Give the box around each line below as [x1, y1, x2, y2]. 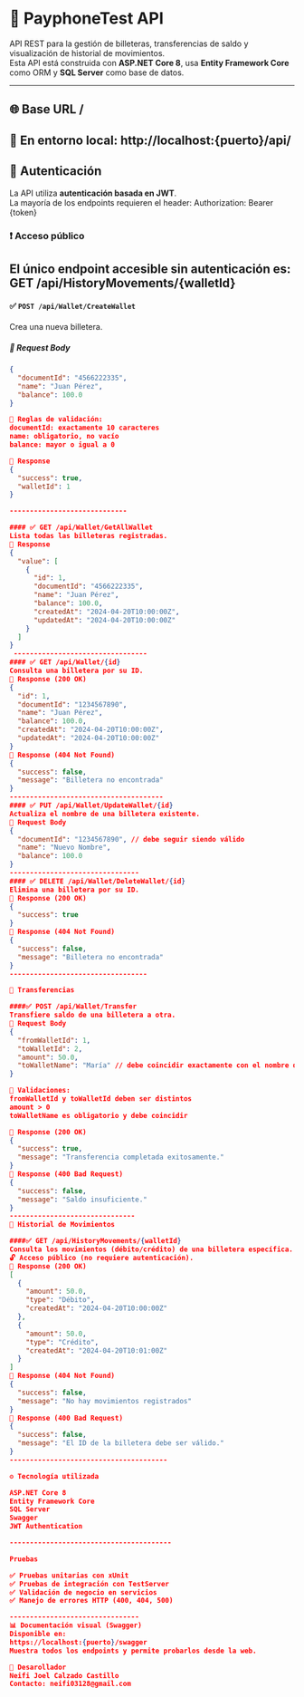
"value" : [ [17, 556, 59, 565]
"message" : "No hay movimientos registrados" [17, 1396, 193, 1405]
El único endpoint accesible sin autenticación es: [9, 261, 291, 276]
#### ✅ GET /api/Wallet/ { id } [9, 658, 121, 667]
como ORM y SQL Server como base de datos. [9, 67, 185, 78]
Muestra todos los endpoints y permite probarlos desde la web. [9, 1646, 257, 1655]
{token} [9, 207, 38, 217]
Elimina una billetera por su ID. [9, 885, 140, 894]
